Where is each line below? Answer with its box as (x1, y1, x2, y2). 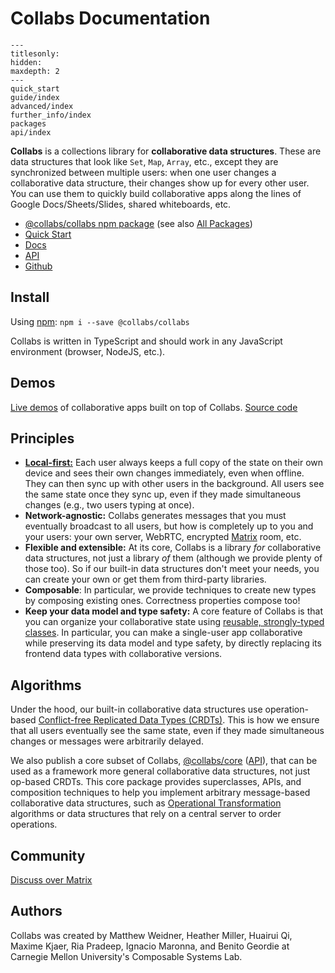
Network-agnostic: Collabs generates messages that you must (24, 510, 287, 522)
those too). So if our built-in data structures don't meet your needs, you (24, 563, 320, 575)
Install (10, 289, 50, 306)
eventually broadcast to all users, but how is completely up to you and (24, 520, 314, 532)
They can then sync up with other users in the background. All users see (24, 478, 325, 490)
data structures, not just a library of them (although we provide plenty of (24, 552, 323, 564)
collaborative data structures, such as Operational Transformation (10, 797, 282, 809)
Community (10, 847, 86, 864)
